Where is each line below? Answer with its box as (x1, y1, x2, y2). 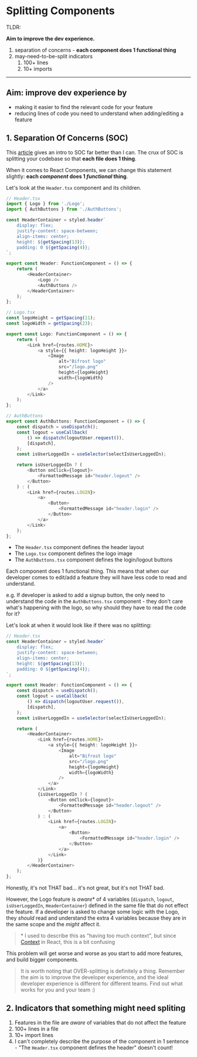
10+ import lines (14, 1031, 54, 1038)
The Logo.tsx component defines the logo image (14, 550, 133, 557)
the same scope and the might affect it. (6, 921, 101, 928)
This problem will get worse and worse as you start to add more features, (6, 950, 183, 957)
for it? (6, 610, 21, 617)
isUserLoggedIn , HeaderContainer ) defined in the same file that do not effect (6, 902, 189, 909)
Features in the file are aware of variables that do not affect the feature (14, 1019, 186, 1026)
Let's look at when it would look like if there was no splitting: (6, 622, 152, 629)
